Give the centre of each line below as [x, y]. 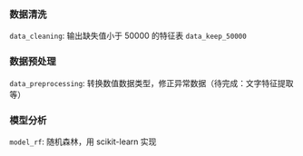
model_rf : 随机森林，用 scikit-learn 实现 [83, 141]
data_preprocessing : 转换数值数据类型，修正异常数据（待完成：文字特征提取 [151, 83]
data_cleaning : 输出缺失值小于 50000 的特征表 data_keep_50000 [128, 36]
